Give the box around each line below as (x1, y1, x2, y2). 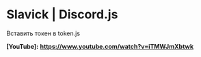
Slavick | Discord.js (6, 7, 118, 22)
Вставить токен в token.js (6, 29, 80, 37)
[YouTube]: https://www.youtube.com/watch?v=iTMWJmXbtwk (6, 42, 194, 50)
